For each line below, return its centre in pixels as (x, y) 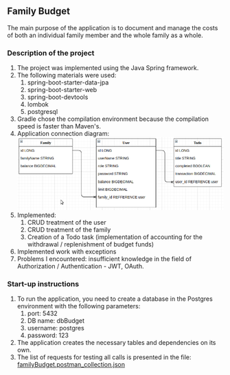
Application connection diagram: (63, 134)
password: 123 (48, 335)
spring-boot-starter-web (62, 90)
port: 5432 (43, 313)
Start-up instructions (43, 284)
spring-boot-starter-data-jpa (68, 82)
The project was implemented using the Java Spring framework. (108, 68)
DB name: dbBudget (56, 320)
